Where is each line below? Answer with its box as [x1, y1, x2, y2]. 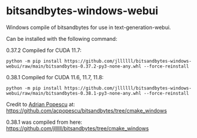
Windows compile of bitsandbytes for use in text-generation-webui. [6, 24, 172, 31]
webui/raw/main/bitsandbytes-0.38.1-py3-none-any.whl [6, 90, 142, 96]
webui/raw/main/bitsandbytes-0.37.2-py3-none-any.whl [6, 63, 142, 69]
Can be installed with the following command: [6, 35, 117, 42]
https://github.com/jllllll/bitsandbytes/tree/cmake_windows [6, 124, 149, 131]
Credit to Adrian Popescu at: [6, 101, 75, 108]
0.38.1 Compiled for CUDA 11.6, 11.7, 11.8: [6, 73, 104, 81]
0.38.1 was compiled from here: [6, 118, 83, 126]
